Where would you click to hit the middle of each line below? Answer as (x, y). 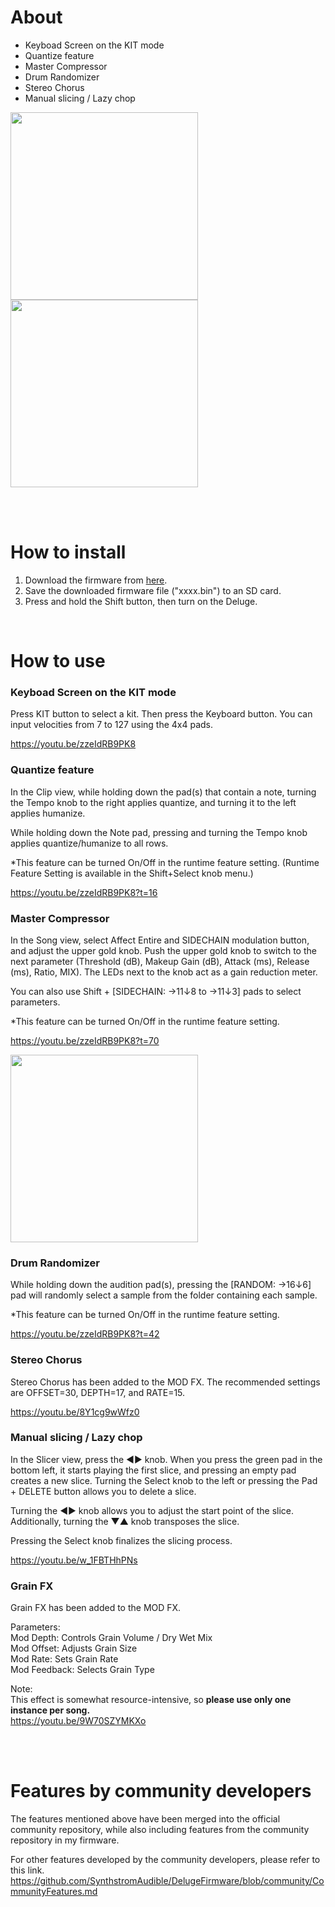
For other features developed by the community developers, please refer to (165, 1860)
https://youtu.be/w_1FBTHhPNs (74, 1560)
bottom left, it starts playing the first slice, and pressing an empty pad (153, 1470)
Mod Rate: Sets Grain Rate (64, 1659)
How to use (58, 661)
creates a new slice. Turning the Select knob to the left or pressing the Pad (164, 1480)
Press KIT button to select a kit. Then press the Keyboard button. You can (161, 714)
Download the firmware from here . (96, 580)
